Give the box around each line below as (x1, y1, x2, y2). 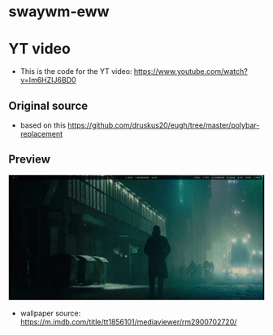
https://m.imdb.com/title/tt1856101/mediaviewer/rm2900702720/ (19, 316, 237, 327)
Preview (8, 153, 51, 167)
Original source (8, 98, 89, 112)
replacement (19, 128, 63, 138)
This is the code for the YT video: (19, 67, 132, 76)
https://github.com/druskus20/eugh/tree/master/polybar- (67, 120, 260, 130)
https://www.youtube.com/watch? (133, 67, 248, 76)
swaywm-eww (8, 2, 110, 21)
